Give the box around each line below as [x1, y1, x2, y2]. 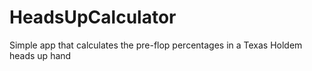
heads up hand [9, 49, 72, 61]
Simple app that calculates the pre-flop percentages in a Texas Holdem [9, 39, 303, 51]
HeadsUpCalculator [9, 6, 177, 29]
